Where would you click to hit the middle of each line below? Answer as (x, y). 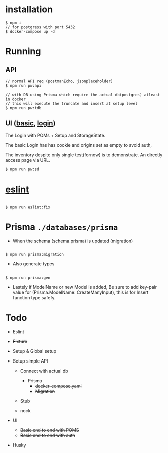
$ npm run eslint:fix (28, 207)
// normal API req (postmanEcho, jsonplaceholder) (59, 81)
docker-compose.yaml (58, 386)
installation (29, 9)
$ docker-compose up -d (30, 31)
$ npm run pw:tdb (23, 108)
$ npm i (13, 23)
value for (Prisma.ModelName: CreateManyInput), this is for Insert (80, 292)
